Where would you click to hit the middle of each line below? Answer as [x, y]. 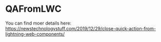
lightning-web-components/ [35, 34]
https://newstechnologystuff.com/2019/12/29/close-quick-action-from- [81, 28]
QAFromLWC [33, 9]
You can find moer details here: [38, 23]
